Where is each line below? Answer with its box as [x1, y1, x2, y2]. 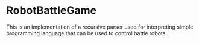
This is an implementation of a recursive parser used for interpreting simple [6, 23, 194, 30]
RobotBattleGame [6, 4, 97, 17]
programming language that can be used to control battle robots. [6, 29, 168, 36]
